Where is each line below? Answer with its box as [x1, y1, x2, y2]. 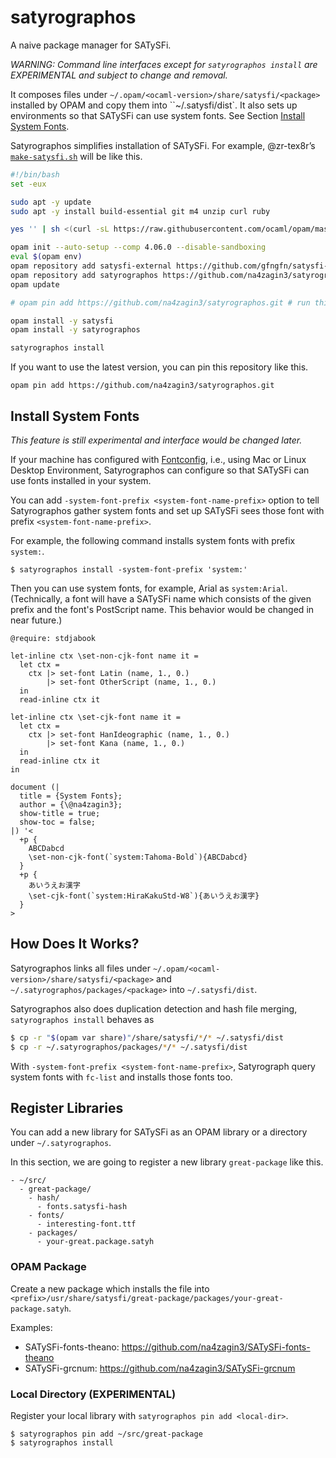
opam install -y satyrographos [10, 325, 141, 335]
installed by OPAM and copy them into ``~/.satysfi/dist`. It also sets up [10, 99, 298, 111]
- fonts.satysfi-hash [36, 1202, 128, 1212]
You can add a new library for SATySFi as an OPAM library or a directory [10, 1126, 308, 1138]
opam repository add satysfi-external [10, 261, 172, 271]
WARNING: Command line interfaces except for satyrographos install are [10, 58, 318, 70]
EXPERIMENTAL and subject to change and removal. [10, 69, 228, 81]
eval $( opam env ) [10, 252, 83, 262]
